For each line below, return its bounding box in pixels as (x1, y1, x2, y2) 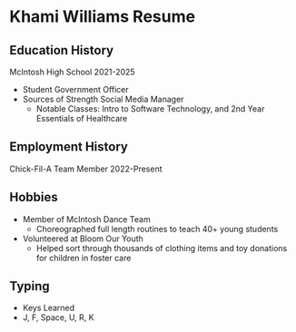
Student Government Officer (22, 84, 129, 94)
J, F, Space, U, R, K (22, 312, 94, 323)
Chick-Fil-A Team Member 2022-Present (9, 163, 163, 174)
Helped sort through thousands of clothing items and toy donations (35, 242, 288, 253)
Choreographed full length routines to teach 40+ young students (35, 223, 279, 234)
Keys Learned (22, 302, 75, 314)
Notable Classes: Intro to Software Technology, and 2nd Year (35, 103, 265, 114)
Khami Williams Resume (9, 6, 196, 27)
